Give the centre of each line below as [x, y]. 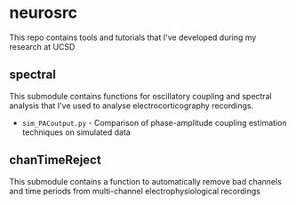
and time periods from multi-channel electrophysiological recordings [135, 191]
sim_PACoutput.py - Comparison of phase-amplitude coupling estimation [154, 122]
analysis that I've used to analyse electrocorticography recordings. [132, 106]
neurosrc [44, 13]
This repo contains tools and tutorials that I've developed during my [133, 37]
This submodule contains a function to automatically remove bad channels [146, 181]
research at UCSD [42, 46]
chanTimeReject [55, 160]
